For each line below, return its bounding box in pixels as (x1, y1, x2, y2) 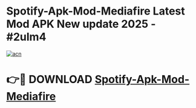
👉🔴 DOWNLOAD (6, 73, 93, 86)
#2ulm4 (6, 30, 47, 44)
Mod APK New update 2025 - (6, 17, 156, 31)
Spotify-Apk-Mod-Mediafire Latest (6, 4, 186, 18)
